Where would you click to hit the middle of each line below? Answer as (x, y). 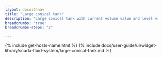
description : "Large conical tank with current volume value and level (79, 18)
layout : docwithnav (25, 9)
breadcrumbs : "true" (26, 23)
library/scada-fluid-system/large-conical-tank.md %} (58, 51)
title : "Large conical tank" (34, 14)
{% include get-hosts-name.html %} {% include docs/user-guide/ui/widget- (81, 45)
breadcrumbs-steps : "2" (29, 28)
